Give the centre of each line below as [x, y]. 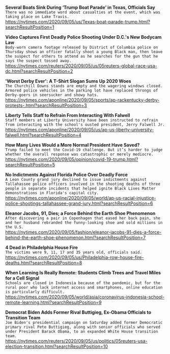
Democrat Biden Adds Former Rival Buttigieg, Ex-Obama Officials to [78, 312]
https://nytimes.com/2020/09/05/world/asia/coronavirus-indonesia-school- [85, 297]
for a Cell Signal [22, 278]
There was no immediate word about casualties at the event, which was [83, 12]
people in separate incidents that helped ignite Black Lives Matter [81, 188]
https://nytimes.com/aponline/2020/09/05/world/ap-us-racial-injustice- [81, 198]
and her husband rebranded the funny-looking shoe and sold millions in [84, 223]
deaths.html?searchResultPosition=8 [44, 263]
